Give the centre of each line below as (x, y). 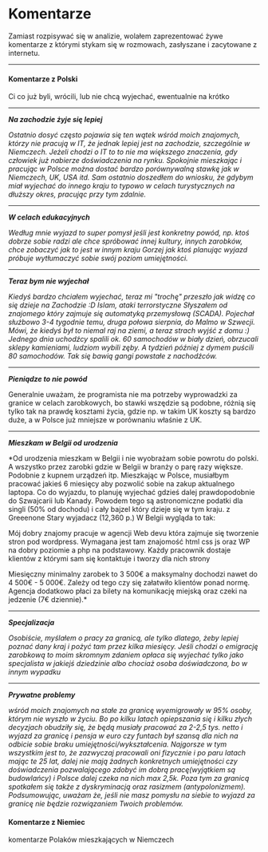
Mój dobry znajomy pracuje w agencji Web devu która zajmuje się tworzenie (134, 533)
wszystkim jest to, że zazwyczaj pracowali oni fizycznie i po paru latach (127, 753)
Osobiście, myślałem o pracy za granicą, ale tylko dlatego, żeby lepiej (124, 638)
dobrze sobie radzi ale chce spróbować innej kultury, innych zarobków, (126, 241)
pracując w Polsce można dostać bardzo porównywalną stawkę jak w (124, 169)
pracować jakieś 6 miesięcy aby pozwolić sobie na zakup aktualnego (122, 484)
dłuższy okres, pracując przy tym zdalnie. (77, 194)
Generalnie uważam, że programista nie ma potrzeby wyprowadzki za (123, 394)
